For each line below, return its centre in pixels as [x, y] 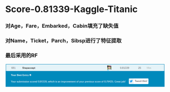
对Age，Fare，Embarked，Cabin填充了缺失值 [62, 26]
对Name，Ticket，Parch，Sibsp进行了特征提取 [63, 41]
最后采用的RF [22, 55]
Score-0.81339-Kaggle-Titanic [72, 9]
